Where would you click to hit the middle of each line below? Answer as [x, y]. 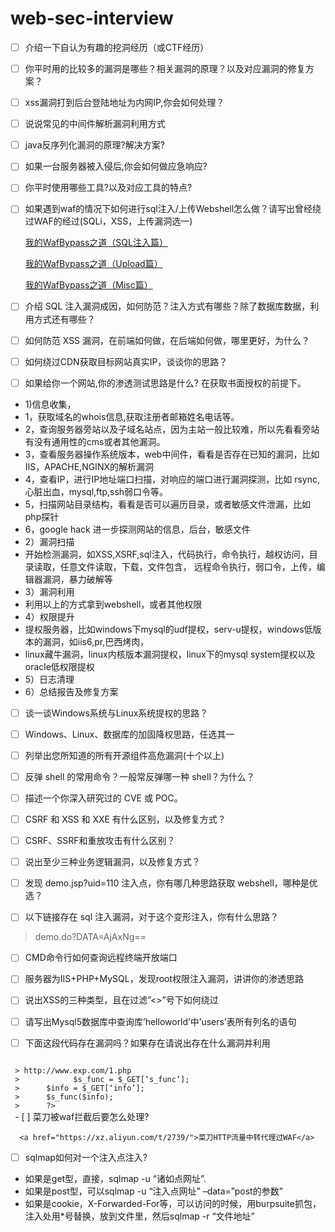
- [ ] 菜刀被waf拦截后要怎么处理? [82, 1116]
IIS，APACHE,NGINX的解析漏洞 [89, 466]
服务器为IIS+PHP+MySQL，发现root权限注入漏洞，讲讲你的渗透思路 [164, 979]
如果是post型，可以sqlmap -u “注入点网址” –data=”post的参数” [153, 1191]
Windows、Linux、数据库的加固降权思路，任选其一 [129, 734]
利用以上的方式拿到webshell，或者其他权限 [113, 604]
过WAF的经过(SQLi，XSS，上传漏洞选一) [108, 221]
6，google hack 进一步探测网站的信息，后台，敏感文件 [137, 529]
